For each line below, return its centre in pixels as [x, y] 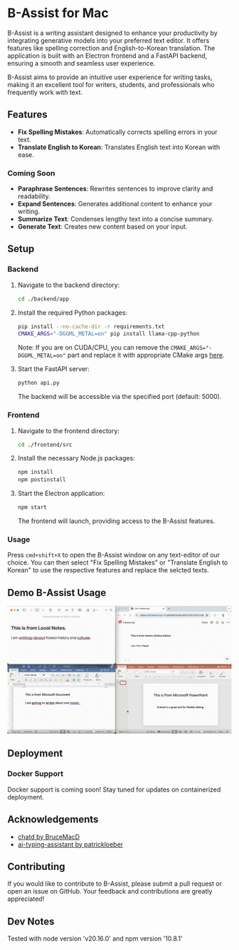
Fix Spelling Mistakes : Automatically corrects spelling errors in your [118, 132]
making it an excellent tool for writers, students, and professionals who [111, 84]
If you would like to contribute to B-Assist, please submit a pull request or [115, 884]
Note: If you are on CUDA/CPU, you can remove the [93, 348]
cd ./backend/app [43, 299]
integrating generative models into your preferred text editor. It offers [108, 40]
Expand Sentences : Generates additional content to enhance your [115, 204]
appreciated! [26, 899]
